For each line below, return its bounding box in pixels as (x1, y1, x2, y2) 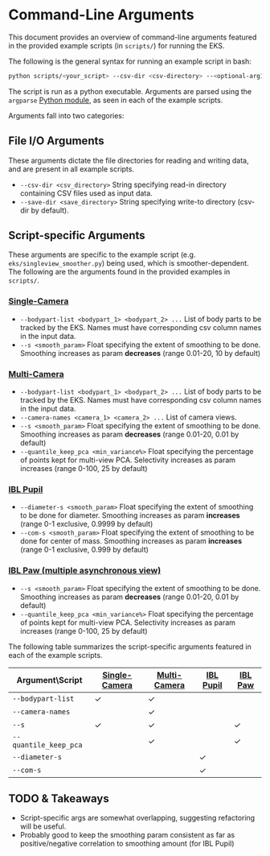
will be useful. (19, 821, 67, 831)
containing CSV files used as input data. (19, 188, 153, 198)
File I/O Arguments (8, 134, 104, 148)
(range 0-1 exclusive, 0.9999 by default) (19, 519, 153, 529)
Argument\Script (16, 674, 83, 685)
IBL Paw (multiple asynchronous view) (8, 565, 162, 577)
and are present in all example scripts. (8, 163, 135, 174)
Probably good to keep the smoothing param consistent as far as (19, 830, 235, 840)
